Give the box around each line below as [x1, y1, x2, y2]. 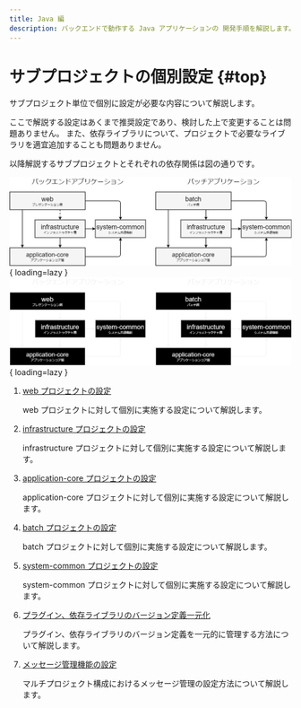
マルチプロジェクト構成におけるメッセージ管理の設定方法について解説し [21, 677, 289, 688]
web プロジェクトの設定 [21, 385, 112, 396]
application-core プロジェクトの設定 [21, 472, 157, 484]
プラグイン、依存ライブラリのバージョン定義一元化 [21, 609, 211, 620]
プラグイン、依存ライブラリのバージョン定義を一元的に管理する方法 [21, 628, 273, 639]
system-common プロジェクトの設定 [21, 560, 159, 571]
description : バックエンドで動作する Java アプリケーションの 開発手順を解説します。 [9, 23, 296, 33]
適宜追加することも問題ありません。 [32, 139, 167, 150]
